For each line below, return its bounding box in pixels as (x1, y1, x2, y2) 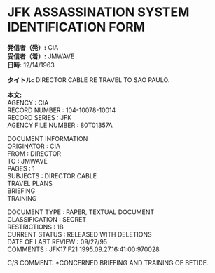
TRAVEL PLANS (7, 179, 53, 187)
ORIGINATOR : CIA (7, 142, 61, 150)
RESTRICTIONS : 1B (7, 222, 64, 231)
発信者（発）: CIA (7, 43, 59, 51)
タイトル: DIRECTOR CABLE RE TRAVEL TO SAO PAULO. (7, 75, 170, 84)
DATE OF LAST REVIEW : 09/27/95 (7, 237, 107, 246)
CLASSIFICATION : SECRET (7, 215, 87, 223)
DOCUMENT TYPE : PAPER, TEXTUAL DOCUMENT (7, 208, 155, 216)
